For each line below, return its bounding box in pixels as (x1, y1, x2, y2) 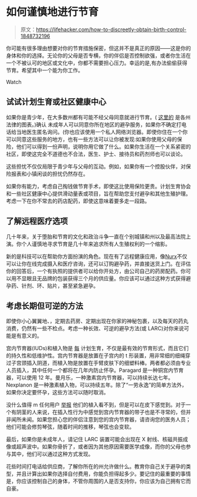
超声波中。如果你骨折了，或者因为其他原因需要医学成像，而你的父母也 (16, 443, 186, 450)
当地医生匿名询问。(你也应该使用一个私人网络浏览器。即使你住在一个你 (16, 128, 188, 135)
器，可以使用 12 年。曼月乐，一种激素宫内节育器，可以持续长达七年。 (6, 374, 174, 381)
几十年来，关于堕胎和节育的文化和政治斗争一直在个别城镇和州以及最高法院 (6, 233, 186, 240)
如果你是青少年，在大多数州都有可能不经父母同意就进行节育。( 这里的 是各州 (6, 113, 191, 120)
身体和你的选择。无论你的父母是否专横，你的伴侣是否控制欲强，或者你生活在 (6, 52, 191, 59)
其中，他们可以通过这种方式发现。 (11, 451, 94, 458)
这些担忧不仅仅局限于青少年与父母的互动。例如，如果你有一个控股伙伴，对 (6, 163, 186, 170)
